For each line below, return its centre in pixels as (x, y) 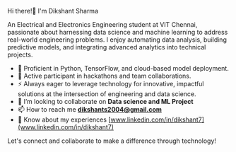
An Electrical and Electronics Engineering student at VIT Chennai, (102, 24)
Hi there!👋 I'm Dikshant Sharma (53, 11)
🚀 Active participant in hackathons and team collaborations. (104, 76)
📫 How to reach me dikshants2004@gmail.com (90, 109)
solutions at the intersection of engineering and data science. (107, 94)
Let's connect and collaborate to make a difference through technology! (112, 141)
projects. (20, 54)
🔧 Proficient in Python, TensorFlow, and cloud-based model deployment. (123, 68)
